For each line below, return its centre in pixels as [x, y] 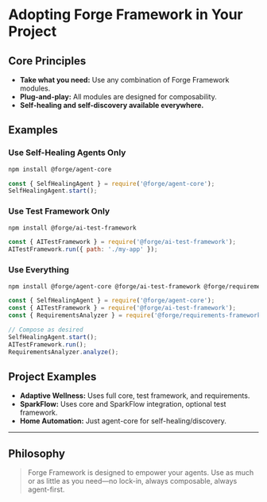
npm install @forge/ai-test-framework [72, 228]
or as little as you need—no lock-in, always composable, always [132, 481]
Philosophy [37, 453]
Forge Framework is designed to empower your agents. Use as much [141, 473]
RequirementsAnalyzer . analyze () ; [64, 352]
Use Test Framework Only [59, 211]
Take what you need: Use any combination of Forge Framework [124, 80]
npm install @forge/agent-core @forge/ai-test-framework [104, 286]
